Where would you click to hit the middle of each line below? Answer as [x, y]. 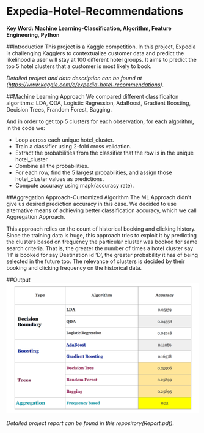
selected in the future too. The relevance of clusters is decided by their [96, 261]
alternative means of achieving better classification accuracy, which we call [101, 210]
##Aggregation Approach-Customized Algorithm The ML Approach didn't [99, 197]
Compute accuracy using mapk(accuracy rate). [75, 185]
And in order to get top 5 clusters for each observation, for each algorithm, [100, 121]
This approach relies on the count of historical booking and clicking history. [101, 229]
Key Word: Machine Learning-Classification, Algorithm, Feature [89, 28]
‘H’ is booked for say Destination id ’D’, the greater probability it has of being [102, 255]
